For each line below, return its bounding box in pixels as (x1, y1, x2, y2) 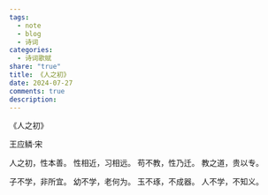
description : (9, 94, 57, 104)
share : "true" (9, 63, 62, 71)
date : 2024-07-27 (9, 79, 73, 87)
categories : (9, 46, 53, 55)
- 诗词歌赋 (17, 54, 52, 63)
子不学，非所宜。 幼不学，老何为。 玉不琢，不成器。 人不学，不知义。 (9, 176, 264, 187)
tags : (9, 12, 29, 22)
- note (17, 21, 42, 30)
